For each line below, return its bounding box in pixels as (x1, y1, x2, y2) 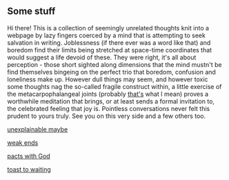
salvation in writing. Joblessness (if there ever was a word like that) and (7, 38, 211, 47)
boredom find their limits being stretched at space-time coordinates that (7, 46, 212, 54)
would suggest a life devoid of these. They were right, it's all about (7, 53, 197, 61)
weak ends (7, 138, 39, 147)
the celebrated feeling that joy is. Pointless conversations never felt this (7, 104, 210, 112)
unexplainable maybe (7, 125, 68, 133)
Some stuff (7, 6, 56, 17)
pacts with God (7, 152, 50, 160)
